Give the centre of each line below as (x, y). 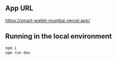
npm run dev (18, 52)
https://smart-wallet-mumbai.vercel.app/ (48, 20)
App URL (19, 8)
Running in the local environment (58, 37)
